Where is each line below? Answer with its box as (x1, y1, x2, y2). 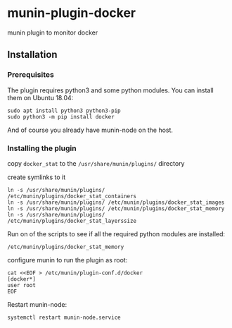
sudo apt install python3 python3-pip (7, 107, 121, 114)
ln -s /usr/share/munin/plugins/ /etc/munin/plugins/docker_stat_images (7, 199, 225, 206)
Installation (7, 49, 58, 61)
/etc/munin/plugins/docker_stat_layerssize (7, 217, 137, 224)
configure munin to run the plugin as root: (7, 255, 128, 264)
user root (7, 281, 37, 288)
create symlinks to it (7, 173, 66, 181)
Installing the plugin (7, 143, 77, 153)
